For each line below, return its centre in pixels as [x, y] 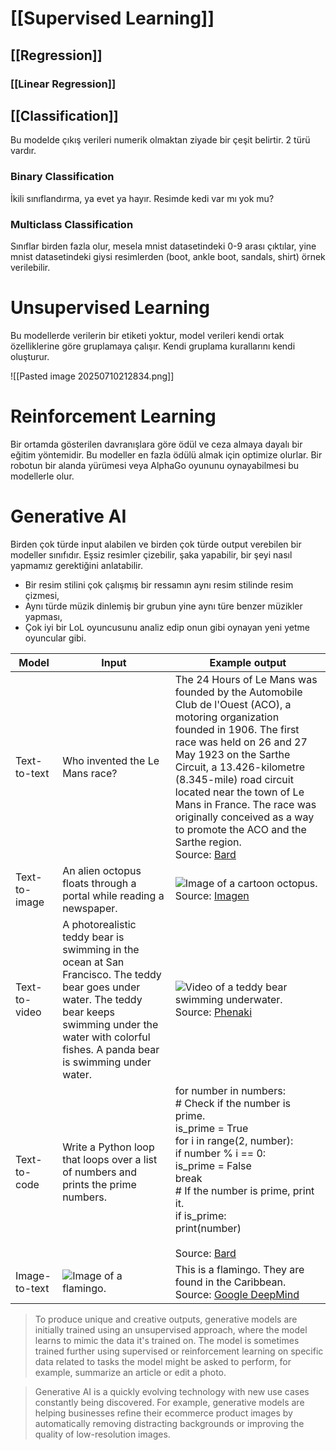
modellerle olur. [42, 476]
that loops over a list [110, 1159]
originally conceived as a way [244, 817]
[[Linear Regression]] [63, 84]
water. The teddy [102, 999]
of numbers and [100, 1172]
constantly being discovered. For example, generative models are [169, 1402]
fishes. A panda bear [111, 1049]
